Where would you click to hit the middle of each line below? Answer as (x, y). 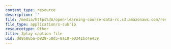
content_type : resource (31, 10)
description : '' (22, 15)
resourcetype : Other (27, 29)
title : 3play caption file (34, 34)
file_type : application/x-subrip (41, 24)
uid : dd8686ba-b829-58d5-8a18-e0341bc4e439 (52, 39)
